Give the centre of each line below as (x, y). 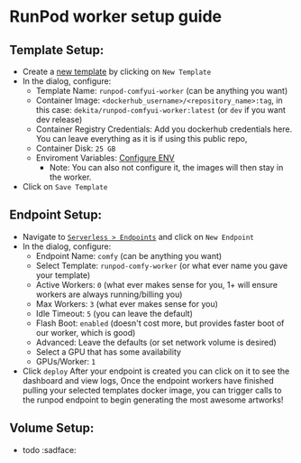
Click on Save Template (65, 186)
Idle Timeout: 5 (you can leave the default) (114, 313)
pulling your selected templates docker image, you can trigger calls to (152, 390)
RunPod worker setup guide (116, 17)
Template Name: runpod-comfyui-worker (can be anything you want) (162, 91)
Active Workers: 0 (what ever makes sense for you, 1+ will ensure (156, 284)
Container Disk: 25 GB (76, 148)
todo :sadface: (49, 449)
